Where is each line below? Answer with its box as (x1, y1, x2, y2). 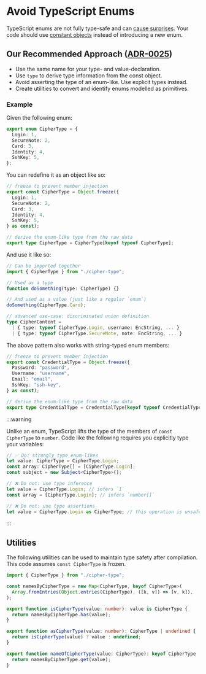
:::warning (6, 416, 32, 423)
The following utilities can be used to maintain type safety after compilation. (6, 554, 198, 561)
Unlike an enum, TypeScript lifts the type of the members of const (6, 427, 173, 435)
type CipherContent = (6, 319, 62, 325)
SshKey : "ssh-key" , (12, 382, 62, 388)
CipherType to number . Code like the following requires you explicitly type (6, 434, 189, 441)
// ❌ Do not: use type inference (6, 481, 93, 487)
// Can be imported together (6, 263, 81, 269)
